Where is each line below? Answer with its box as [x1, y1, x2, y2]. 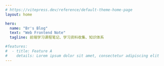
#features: [5, 44, 28, 49]
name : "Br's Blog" [9, 25, 48, 30]
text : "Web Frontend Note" [9, 30, 66, 35]
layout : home [5, 12, 32, 17]
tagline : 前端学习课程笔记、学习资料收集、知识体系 [9, 35, 104, 40]
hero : [5, 21, 16, 26]
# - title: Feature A [5, 48, 52, 53]
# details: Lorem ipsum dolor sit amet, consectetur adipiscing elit [5, 53, 160, 58]
